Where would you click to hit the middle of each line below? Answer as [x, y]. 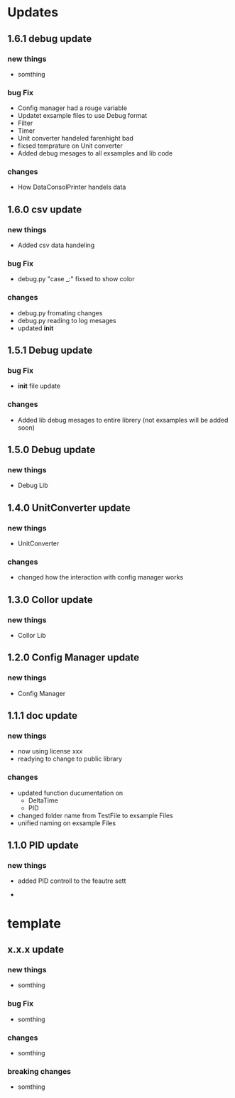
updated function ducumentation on [70, 793]
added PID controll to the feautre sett [72, 881]
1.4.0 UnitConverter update [69, 507]
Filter [25, 123]
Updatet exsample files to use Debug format [82, 116]
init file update [39, 386]
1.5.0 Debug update [51, 450]
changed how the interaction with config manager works [100, 577]
